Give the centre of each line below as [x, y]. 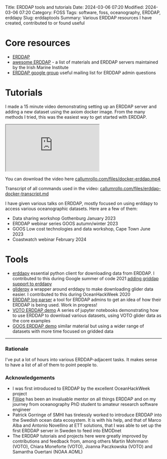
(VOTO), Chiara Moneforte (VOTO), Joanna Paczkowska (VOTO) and [82, 447]
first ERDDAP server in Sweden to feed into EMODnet [67, 431]
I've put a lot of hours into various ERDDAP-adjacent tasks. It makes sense [81, 360]
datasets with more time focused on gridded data [63, 331]
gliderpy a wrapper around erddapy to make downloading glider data [83, 289]
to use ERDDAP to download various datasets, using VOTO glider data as [87, 315]
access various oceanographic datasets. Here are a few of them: [72, 209]
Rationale [17, 349]
